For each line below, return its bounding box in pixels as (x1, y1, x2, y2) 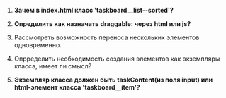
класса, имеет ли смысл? (13, 62, 92, 70)
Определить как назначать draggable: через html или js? (13, 20, 191, 27)
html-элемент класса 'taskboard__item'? (13, 83, 140, 91)
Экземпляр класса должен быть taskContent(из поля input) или (13, 75, 213, 84)
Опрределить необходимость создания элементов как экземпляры (13, 54, 220, 63)
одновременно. (13, 41, 62, 49)
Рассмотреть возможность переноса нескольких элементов (13, 33, 200, 42)
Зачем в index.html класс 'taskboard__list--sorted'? (13, 6, 174, 14)
